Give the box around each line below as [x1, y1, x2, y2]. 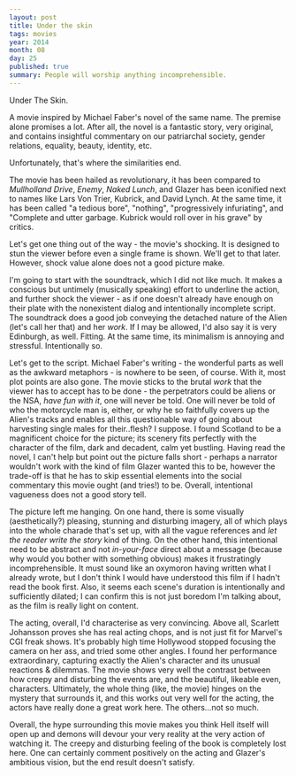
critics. [9, 221, 34, 232]
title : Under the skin [9, 21, 93, 30]
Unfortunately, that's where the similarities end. [9, 157, 182, 168]
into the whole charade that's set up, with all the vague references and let [9, 525, 277, 535]
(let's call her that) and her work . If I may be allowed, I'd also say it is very [9, 321, 277, 332]
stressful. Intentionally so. [9, 340, 103, 350]
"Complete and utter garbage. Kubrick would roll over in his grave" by [9, 211, 263, 222]
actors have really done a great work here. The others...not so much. [9, 702, 259, 712]
